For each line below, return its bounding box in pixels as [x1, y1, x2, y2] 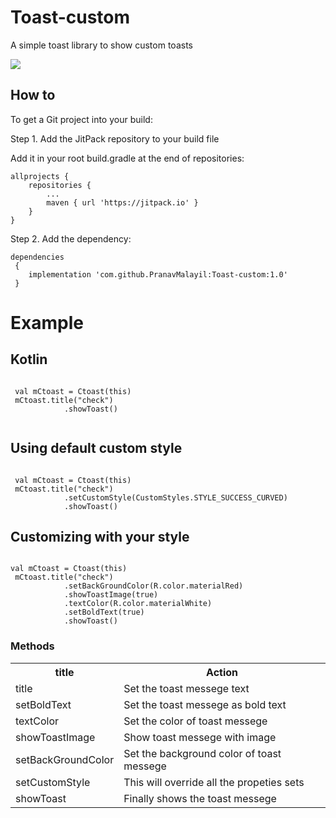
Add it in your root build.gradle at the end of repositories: [10, 152, 245, 164]
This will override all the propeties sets [123, 775, 305, 789]
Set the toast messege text [123, 681, 250, 695]
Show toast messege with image [123, 730, 277, 744]
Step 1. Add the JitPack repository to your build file [10, 132, 220, 145]
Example [10, 311, 84, 334]
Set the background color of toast [123, 746, 282, 760]
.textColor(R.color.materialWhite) [63, 599, 213, 609]
